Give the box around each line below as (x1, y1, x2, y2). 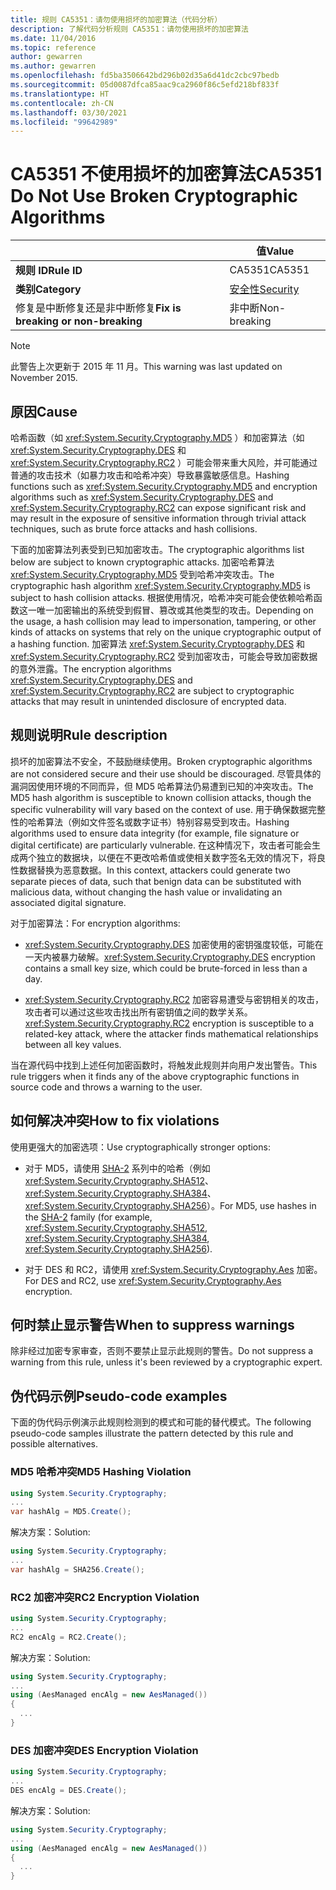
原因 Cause (10, 403, 78, 420)
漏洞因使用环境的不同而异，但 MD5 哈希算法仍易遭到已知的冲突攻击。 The (10, 780, 314, 792)
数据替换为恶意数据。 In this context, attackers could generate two (18, 864, 291, 876)
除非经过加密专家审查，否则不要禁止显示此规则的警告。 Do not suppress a (10, 1345, 314, 1357)
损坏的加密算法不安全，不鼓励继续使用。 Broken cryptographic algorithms (10, 755, 313, 767)
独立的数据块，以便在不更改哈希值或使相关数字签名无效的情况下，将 (36, 851, 317, 863)
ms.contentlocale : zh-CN (10, 98, 114, 108)
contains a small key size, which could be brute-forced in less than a (24, 962, 308, 974)
